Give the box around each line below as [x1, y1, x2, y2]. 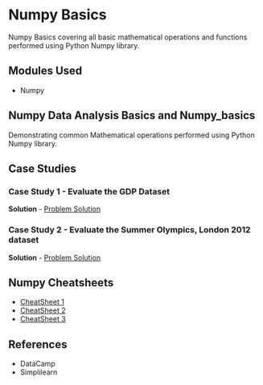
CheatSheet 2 [19, 305, 66, 315]
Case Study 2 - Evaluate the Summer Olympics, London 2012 [8, 224, 251, 236]
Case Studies [8, 162, 76, 175]
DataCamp [19, 359, 56, 369]
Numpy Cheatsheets [8, 276, 114, 289]
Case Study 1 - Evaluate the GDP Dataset [8, 186, 171, 197]
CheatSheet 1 [19, 297, 64, 307]
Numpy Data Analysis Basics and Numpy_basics [8, 109, 256, 122]
